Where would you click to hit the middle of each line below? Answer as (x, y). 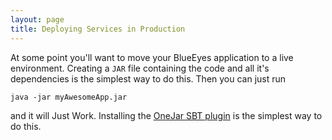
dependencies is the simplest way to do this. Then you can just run (148, 78)
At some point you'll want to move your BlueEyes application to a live (152, 57)
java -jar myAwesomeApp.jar (69, 97)
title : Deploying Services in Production (98, 29)
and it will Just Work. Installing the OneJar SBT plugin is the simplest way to (166, 115)
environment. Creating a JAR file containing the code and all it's (140, 68)
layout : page (37, 19)
